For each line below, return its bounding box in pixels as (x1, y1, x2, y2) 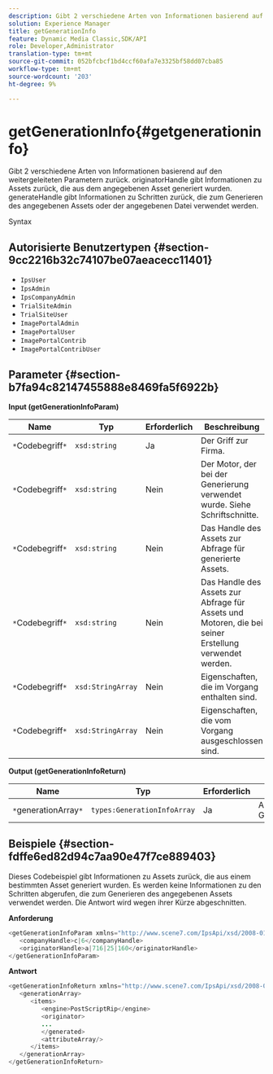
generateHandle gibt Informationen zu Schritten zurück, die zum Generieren (8, 192, 263, 202)
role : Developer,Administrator (8, 42, 115, 50)
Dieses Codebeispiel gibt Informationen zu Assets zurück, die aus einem (8, 871, 252, 881)
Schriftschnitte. (200, 510, 259, 521)
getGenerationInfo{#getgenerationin (8, 122, 262, 141)
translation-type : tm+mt (8, 50, 93, 58)
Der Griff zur (200, 435, 249, 446)
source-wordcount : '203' (8, 72, 93, 81)
